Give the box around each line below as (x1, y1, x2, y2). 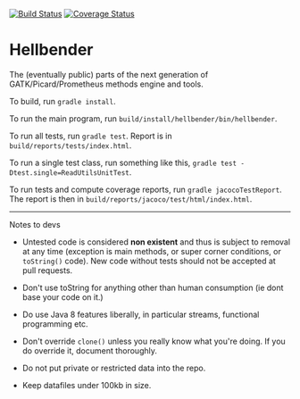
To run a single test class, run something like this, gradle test (9, 157, 237, 168)
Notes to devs (9, 219, 61, 229)
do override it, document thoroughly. (21, 345, 158, 356)
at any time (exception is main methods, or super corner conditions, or (21, 245, 281, 256)
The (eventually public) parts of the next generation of (9, 69, 209, 79)
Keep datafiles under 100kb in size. (21, 379, 152, 390)
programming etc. (21, 318, 88, 329)
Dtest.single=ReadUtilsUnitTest (9, 168, 129, 178)
